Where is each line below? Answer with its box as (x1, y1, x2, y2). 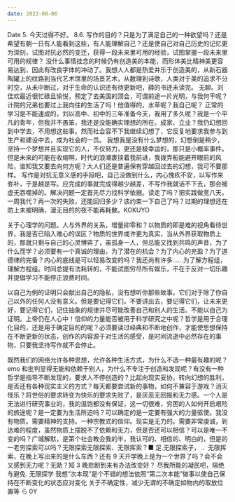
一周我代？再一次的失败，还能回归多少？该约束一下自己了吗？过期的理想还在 (7, 197, 228, 205)
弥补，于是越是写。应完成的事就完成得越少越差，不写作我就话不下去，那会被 (7, 179, 228, 188)
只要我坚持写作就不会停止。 (19, 341, 99, 349)
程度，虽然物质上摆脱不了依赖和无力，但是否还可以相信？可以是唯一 (25, 426, 222, 434)
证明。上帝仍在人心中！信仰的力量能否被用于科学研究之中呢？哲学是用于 (7, 314, 215, 323)
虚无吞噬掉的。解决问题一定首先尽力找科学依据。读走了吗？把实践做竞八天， (7, 188, 228, 196)
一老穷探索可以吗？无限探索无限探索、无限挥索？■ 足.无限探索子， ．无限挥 (7, 443, 227, 452)
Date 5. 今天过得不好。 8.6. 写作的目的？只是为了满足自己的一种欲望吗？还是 (7, 30, 227, 39)
